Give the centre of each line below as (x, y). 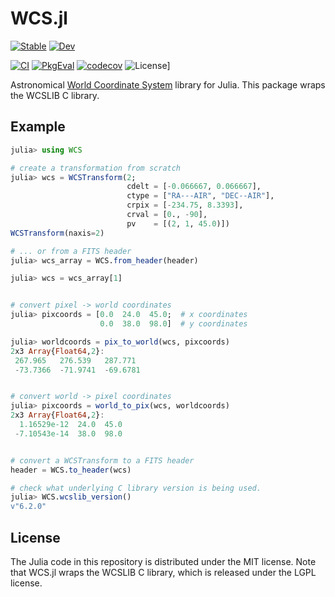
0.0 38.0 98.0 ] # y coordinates (173, 324)
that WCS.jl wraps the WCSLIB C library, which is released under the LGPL (163, 572)
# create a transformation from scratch (96, 168)
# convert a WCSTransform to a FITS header (102, 460)
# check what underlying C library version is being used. (136, 488)
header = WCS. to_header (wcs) (71, 470)
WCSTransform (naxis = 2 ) (57, 233)
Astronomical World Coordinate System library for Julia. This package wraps (168, 84)
